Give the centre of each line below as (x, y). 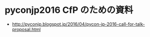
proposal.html (26, 29)
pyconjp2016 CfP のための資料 (69, 10)
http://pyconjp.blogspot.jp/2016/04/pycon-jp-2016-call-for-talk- (79, 24)
